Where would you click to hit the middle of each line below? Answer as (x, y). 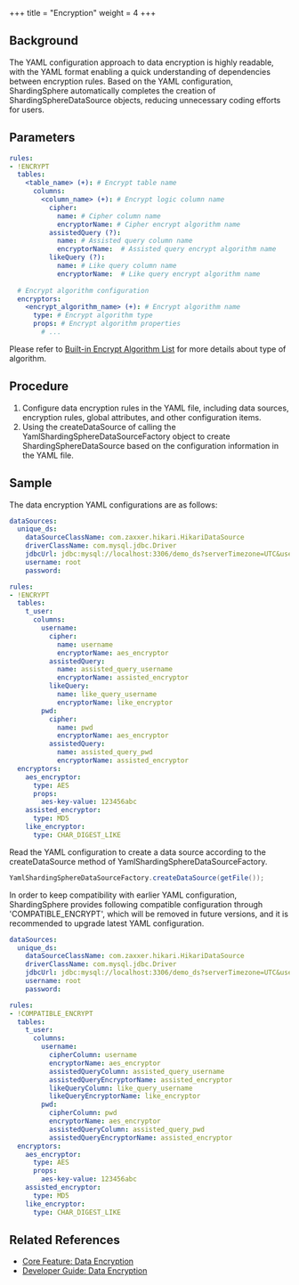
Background (44, 41)
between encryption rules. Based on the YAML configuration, (121, 81)
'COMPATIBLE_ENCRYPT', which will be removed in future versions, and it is (149, 914)
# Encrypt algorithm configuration (83, 290)
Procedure (39, 386)
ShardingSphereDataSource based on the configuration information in (150, 445)
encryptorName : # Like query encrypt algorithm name (158, 274)
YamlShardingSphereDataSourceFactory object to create (126, 436)
